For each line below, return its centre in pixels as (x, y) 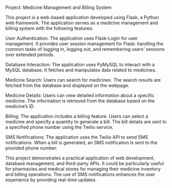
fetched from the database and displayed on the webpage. (67, 85)
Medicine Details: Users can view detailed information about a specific (80, 95)
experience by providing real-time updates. (51, 180)
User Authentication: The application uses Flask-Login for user (72, 38)
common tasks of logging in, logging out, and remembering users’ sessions (85, 49)
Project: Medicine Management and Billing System (59, 7)
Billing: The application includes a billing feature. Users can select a (77, 116)
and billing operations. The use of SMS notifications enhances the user (80, 174)
